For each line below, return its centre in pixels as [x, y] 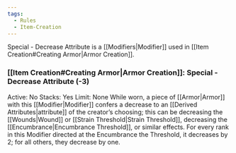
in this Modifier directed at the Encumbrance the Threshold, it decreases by [118, 134]
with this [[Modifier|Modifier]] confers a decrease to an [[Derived [102, 104]
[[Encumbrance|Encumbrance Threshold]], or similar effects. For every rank [118, 127]
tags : [15, 14]
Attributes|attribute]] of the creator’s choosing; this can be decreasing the [115, 112]
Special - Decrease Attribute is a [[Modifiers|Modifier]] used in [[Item [108, 47]
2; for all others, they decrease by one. [64, 142]
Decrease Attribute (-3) [49, 82]
